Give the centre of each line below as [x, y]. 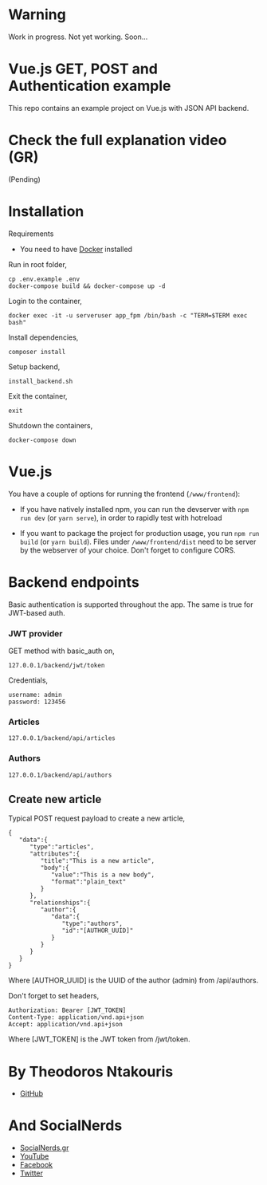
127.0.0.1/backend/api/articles [62, 738]
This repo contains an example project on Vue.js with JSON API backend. [129, 108]
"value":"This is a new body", [103, 875]
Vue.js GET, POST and [83, 69]
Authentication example [90, 86]
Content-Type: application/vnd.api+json [77, 1018]
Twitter [31, 1173]
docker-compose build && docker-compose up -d [87, 286]
